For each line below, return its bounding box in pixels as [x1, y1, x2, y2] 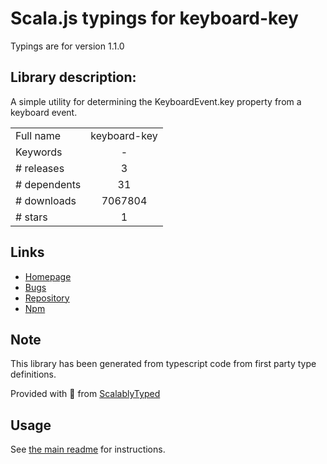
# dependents [15, 177, 82, 191]
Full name [15, 128, 62, 142]
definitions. [10, 368, 57, 381]
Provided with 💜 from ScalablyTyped [10, 388, 161, 400]
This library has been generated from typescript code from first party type [10, 358, 317, 370]
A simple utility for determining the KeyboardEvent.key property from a [10, 95, 302, 107]
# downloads [15, 193, 77, 207]
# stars [15, 210, 48, 224]
